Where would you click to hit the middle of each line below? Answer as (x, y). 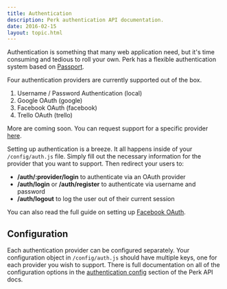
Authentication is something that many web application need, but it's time (111, 52)
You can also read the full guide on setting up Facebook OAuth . (97, 212)
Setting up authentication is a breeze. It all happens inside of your (100, 149)
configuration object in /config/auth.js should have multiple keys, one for (112, 257)
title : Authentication (39, 13)
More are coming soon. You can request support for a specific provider (108, 128)
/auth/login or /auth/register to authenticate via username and (106, 184)
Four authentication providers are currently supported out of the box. (105, 80)
